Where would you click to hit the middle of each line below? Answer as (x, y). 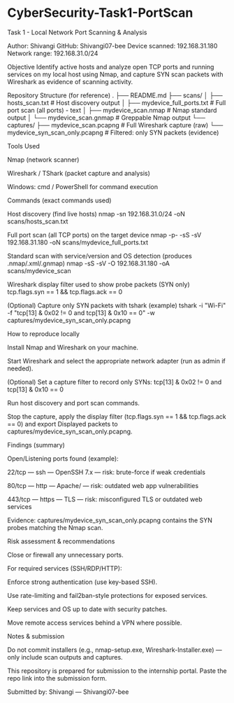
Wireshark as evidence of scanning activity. (70, 81)
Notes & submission (36, 636)
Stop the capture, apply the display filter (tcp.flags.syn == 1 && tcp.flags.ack (117, 416)
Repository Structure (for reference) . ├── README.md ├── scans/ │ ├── (115, 95)
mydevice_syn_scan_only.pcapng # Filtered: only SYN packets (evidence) (113, 132)
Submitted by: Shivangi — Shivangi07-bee (68, 692)
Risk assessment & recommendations (61, 541)
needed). (20, 368)
